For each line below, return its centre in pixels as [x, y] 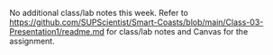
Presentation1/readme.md [57, 31]
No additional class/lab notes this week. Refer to [99, 13]
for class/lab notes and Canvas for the [177, 31]
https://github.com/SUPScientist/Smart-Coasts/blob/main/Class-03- [136, 22]
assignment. [32, 41]
